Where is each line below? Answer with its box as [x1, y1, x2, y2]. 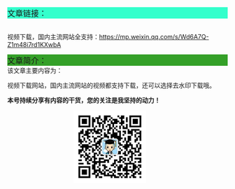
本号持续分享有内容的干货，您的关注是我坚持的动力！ [7, 96, 161, 104]
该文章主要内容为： [7, 66, 63, 74]
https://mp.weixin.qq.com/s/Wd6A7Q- [99, 33, 209, 41]
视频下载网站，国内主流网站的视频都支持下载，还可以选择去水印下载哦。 [7, 81, 215, 90]
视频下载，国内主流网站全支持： [7, 33, 99, 41]
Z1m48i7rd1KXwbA [7, 41, 62, 48]
